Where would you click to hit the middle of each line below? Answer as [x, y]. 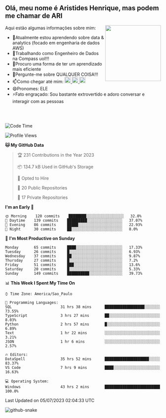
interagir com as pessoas [38, 101]
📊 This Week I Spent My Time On [40, 283]
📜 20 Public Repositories [42, 187]
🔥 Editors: [17, 355]
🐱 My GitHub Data [25, 145]
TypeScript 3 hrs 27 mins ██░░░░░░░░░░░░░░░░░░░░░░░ [83, 315]
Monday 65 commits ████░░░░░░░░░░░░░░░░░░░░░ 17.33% [74, 247]
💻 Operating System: [27, 381]
